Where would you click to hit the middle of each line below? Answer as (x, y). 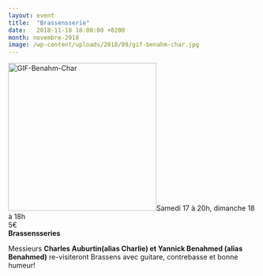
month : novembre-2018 (44, 37)
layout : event (32, 15)
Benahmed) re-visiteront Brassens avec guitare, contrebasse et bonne (123, 257)
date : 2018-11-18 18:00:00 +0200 (67, 30)
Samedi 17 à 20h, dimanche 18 (206, 208)
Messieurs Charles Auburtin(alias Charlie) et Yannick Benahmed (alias (126, 248)
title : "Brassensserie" (49, 23)
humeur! (22, 266)
